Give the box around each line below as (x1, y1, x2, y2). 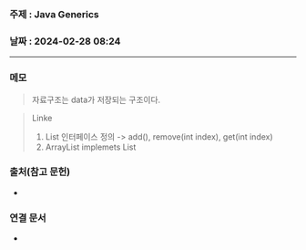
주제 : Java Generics (9, 7, 100, 20)
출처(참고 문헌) (9, 166, 71, 179)
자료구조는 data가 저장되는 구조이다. (31, 94, 161, 105)
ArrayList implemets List (45, 141, 137, 152)
